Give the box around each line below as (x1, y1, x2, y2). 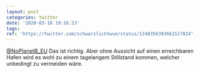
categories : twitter (6, 14, 59, 20)
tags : (6, 25, 20, 32)
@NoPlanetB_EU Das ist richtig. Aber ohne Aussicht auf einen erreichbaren (6, 47, 194, 54)
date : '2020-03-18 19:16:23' (6, 20, 80, 26)
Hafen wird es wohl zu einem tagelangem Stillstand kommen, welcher (6, 54, 180, 61)
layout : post (6, 8, 39, 15)
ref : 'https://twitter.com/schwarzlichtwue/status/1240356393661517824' (6, 31, 194, 37)
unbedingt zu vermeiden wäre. (6, 60, 83, 68)
